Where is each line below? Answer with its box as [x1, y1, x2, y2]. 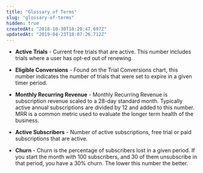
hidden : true [6, 20, 39, 26]
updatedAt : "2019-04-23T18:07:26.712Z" [6, 32, 107, 38]
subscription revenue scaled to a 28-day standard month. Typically [15, 98, 183, 105]
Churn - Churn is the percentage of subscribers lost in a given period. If [15, 147, 195, 154]
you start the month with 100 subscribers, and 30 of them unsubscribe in [15, 153, 198, 161]
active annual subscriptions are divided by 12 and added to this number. [15, 104, 195, 111]
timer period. [15, 80, 47, 87]
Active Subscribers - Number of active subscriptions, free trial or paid [15, 129, 192, 136]
